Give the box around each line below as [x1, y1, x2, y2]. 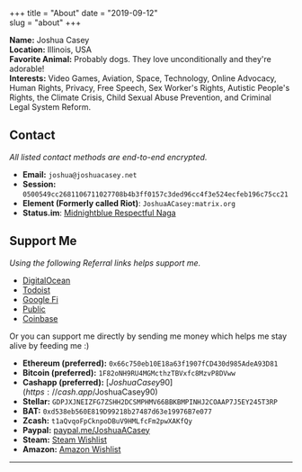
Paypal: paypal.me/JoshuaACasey [22, 424, 150, 435]
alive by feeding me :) [9, 340, 90, 350]
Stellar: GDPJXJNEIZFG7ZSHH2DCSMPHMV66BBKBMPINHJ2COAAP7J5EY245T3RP [22, 395, 279, 406]
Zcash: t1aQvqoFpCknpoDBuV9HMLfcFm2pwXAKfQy [22, 414, 193, 426]
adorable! [9, 63, 45, 74]
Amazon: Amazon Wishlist [22, 443, 121, 454]
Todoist [22, 284, 51, 295]
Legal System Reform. [9, 102, 92, 112]
